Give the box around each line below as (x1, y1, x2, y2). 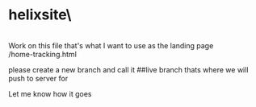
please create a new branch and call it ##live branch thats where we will (8, 64, 249, 74)
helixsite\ (8, 6, 72, 24)
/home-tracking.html (8, 49, 77, 59)
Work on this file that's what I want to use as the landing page (8, 40, 214, 50)
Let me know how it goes (8, 88, 92, 98)
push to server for (8, 73, 69, 83)
